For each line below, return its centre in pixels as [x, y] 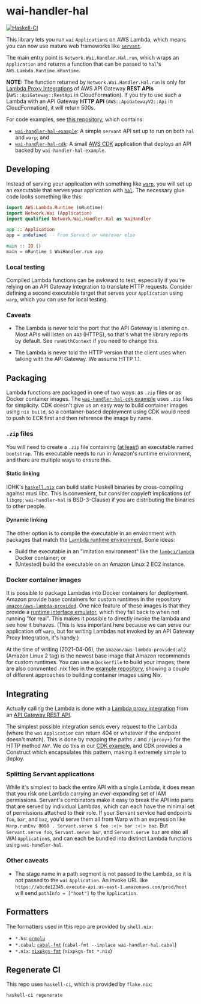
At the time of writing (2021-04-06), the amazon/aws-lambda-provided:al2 [96, 650]
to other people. [26, 506]
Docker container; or [40, 557]
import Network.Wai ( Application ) [49, 213]
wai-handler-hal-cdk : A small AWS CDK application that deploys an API [103, 143]
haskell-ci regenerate [34, 996]
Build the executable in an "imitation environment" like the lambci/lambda [105, 551]
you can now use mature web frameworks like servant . [74, 46]
